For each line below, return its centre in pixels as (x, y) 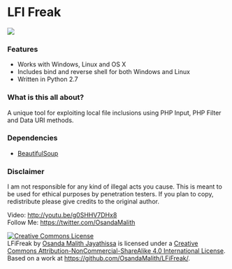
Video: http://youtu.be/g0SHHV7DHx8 (62, 215)
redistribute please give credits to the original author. (83, 202)
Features (23, 49)
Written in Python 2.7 (48, 79)
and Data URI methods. (41, 120)
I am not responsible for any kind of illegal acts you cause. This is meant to (115, 187)
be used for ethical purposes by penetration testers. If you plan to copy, (110, 194)
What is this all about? (46, 97)
